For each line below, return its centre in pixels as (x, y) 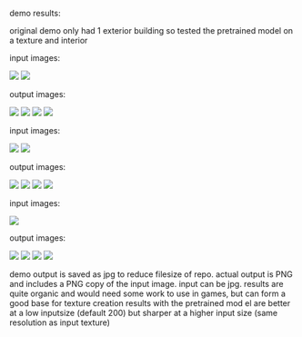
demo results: (35, 13)
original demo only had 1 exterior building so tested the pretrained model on (151, 30)
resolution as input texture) (60, 322)
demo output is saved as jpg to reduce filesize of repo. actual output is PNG (151, 274)
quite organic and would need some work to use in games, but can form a (148, 293)
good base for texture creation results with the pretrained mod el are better (150, 303)
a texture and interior (49, 40)
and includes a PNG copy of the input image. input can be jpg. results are (146, 284)
